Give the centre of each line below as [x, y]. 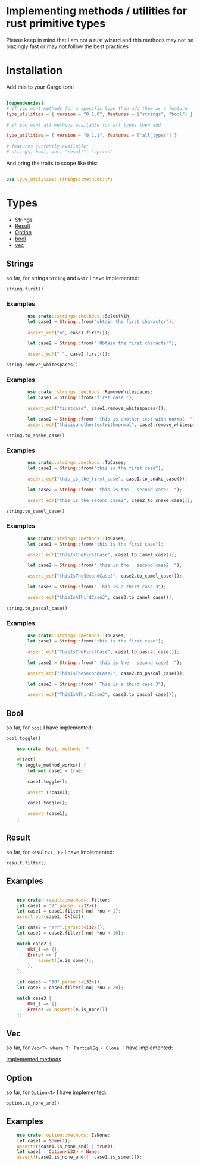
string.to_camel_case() [36, 511]
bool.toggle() [24, 739]
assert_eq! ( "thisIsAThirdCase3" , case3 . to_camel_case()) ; [101, 598]
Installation [35, 70]
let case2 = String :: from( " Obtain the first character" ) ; [102, 343]
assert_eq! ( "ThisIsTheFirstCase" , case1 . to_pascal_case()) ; [104, 652]
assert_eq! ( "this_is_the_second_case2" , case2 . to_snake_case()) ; [110, 500]
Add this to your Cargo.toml [40, 87]
